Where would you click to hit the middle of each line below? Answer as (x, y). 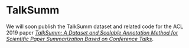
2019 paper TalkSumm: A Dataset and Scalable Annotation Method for (92, 32)
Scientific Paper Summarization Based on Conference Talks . (80, 39)
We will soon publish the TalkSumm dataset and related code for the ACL (95, 26)
